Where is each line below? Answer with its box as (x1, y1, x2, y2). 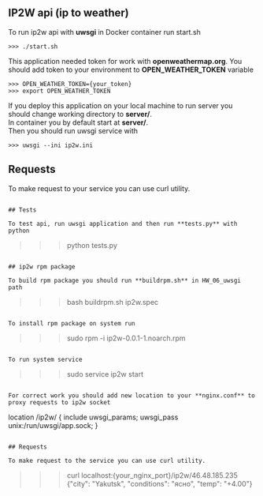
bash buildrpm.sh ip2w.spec (66, 297, 159, 306)
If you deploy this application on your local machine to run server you (8, 100, 233, 110)
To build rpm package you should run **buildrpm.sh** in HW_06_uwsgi (8, 276, 242, 284)
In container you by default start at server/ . (8, 118, 149, 127)
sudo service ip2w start (66, 369, 144, 378)
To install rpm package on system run (8, 319, 135, 327)
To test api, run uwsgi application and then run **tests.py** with (8, 220, 238, 227)
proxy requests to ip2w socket (8, 398, 111, 406)
